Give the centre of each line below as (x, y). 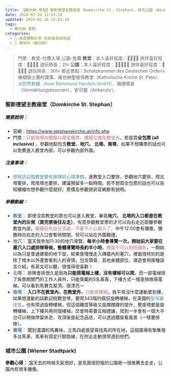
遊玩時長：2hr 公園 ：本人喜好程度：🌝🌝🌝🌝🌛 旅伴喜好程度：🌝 (103, 65)
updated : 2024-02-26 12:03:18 (37, 19)
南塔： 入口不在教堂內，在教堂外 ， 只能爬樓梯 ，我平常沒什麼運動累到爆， (89, 292)
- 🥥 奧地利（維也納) (29, 43)
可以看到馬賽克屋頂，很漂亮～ (53, 286)
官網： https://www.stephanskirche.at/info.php (61, 131)
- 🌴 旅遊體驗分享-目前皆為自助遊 (40, 39)
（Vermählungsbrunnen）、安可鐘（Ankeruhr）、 (68, 90)
